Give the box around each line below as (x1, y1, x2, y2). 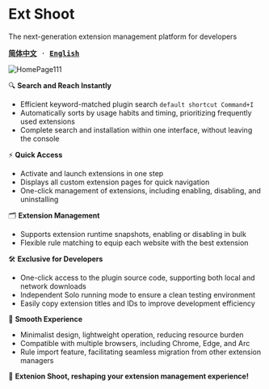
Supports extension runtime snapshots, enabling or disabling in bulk (19, 229, 246, 239)
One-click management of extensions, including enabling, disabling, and (19, 185, 261, 195)
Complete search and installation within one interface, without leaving (19, 125, 253, 134)
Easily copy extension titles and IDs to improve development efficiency (19, 298, 256, 308)
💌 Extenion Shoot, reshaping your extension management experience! (8, 371, 249, 381)
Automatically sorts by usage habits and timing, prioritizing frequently (19, 108, 252, 117)
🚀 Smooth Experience (8, 314, 83, 323)
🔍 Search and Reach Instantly (8, 80, 111, 90)
